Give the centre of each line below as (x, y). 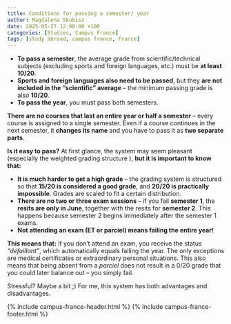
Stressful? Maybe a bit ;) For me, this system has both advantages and (107, 286)
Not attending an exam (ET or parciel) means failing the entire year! (115, 230)
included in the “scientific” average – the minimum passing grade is (115, 88)
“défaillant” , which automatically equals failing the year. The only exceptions (116, 251)
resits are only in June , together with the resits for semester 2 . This (114, 208)
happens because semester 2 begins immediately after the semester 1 (117, 216)
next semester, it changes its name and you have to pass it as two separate (115, 131)
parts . (16, 138)
